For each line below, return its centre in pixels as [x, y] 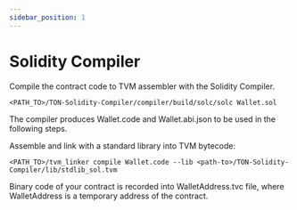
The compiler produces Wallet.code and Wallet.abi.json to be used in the [143, 119]
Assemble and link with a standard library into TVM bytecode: [123, 145]
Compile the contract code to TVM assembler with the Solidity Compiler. [142, 86]
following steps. [38, 128]
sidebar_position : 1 [48, 17]
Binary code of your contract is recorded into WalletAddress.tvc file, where [147, 186]
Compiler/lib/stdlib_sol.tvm [63, 170]
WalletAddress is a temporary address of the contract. [109, 196]
